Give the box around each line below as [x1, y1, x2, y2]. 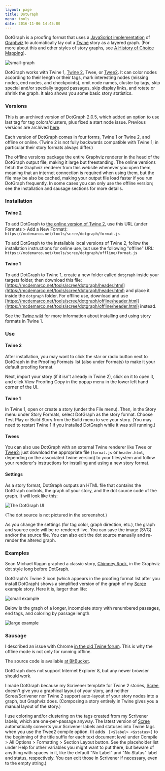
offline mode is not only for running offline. [5, 649, 92, 655]
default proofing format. [5, 364, 54, 370]
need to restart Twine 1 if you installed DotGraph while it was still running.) [5, 422, 156, 428]
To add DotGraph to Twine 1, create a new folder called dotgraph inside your [5, 272, 159, 278]
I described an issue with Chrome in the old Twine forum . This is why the [5, 643, 153, 649]
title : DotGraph [5, 12, 38, 17]
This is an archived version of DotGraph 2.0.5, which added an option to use [5, 114, 160, 120]
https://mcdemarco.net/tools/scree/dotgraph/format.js [5, 231, 120, 236]
